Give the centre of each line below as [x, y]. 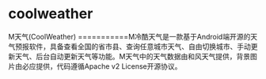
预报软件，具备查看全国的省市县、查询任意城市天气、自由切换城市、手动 [133, 46]
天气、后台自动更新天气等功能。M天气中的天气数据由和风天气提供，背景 [133, 56]
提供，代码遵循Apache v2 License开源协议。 [108, 66]
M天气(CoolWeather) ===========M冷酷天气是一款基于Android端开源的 [129, 36]
